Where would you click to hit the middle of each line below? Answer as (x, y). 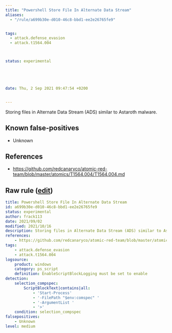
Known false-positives (42, 128)
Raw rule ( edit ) (29, 190)
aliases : (15, 15)
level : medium (20, 326)
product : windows (33, 264)
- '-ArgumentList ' (53, 302)
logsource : (17, 260)
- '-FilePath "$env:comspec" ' (66, 298)
